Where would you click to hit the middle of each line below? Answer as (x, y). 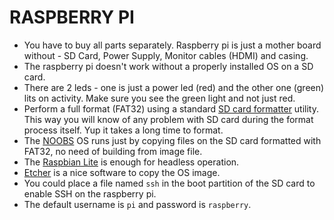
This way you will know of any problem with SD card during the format (168, 119)
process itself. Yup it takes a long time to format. (123, 130)
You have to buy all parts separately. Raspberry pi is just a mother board (172, 45)
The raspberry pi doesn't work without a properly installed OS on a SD (168, 66)
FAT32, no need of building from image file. (113, 151)
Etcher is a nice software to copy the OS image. (122, 172)
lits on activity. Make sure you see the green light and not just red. (159, 98)
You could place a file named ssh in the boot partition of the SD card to (169, 183)
